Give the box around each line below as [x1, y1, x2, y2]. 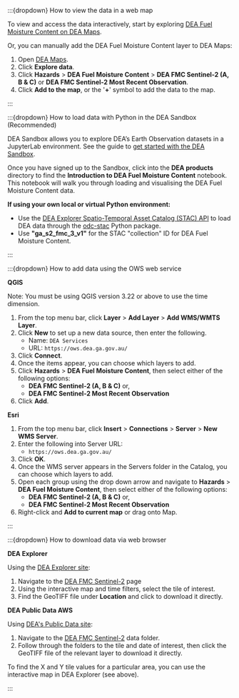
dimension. [7, 300, 41, 308]
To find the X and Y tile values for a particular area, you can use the [7, 663, 205, 671]
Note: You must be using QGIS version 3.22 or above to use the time [7, 292, 208, 300]
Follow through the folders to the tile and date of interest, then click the [17, 642, 227, 649]
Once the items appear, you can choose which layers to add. [17, 359, 196, 367]
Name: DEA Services [28, 336, 88, 345]
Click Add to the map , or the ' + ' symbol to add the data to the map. [17, 86, 215, 93]
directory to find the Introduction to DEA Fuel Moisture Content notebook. [7, 171, 227, 179]
